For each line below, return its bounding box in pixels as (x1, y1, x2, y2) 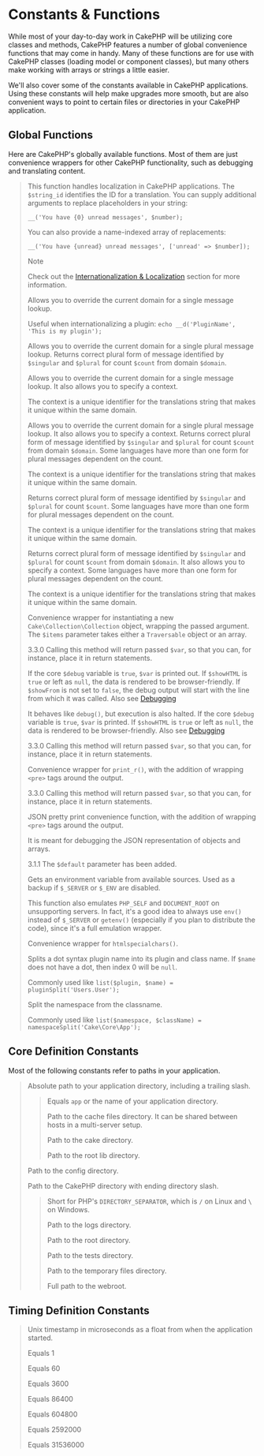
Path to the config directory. (27, 1166, 119, 1175)
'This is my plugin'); (27, 327, 102, 335)
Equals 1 (27, 1349, 55, 1358)
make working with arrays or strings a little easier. (8, 65, 169, 74)
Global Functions (8, 129, 93, 142)
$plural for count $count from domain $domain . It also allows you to (27, 557, 246, 566)
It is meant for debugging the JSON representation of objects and (27, 835, 241, 845)
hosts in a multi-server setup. (46, 1120, 143, 1129)
